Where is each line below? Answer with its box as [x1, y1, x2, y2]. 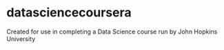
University [6, 34, 36, 42]
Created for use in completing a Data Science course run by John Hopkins [6, 27, 218, 36]
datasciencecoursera [6, 5, 132, 21]
